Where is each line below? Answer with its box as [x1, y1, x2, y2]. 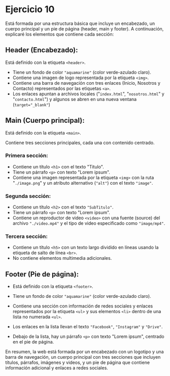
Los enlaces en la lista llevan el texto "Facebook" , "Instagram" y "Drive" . [12, 324, 163, 330]
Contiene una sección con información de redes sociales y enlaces [12, 303, 153, 309]
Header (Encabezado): [5, 46, 78, 54]
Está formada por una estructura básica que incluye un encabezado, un [5, 20, 155, 26]
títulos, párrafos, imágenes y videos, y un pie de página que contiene [5, 359, 150, 366]
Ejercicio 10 [5, 4, 55, 15]
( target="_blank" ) [12, 101, 51, 108]
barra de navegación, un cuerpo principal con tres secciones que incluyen [5, 354, 161, 360]
